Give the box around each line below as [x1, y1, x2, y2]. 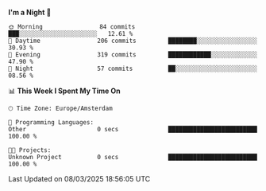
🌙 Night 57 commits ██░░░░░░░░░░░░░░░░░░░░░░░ [8, 64, 258, 72]
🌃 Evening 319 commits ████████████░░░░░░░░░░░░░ [8, 51, 258, 59]
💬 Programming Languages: [8, 119, 94, 127]
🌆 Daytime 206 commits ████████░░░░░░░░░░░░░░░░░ [8, 37, 258, 45]
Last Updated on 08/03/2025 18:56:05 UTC [8, 174, 151, 183]
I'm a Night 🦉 [8, 8, 52, 17]
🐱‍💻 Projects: [8, 146, 52, 154]
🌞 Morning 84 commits [8, 23, 136, 31]
